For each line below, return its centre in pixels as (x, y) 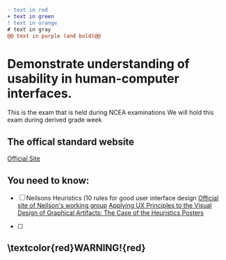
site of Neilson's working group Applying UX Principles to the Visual (114, 205)
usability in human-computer (93, 78)
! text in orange (32, 23)
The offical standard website (71, 141)
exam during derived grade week (55, 120)
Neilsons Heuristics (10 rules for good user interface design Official (122, 197)
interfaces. (40, 93)
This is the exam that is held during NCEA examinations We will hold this (111, 113)
